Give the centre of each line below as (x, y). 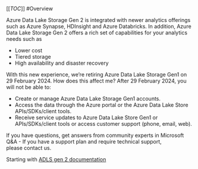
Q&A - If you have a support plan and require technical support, (84, 141)
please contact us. (29, 148)
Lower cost (29, 50)
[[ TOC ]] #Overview (30, 9)
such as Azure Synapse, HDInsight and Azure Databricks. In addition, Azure (99, 26)
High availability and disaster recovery (62, 63)
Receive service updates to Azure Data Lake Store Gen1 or (86, 117)
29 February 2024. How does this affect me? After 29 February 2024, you (96, 81)
